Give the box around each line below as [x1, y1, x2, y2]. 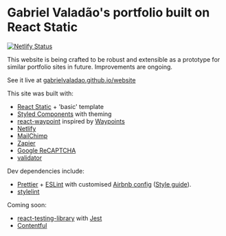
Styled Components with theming [16, 110, 112, 118]
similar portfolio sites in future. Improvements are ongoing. [7, 62, 173, 71]
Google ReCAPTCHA [16, 146, 76, 154]
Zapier [16, 139, 36, 147]
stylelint [16, 187, 40, 196]
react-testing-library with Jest [16, 214, 102, 222]
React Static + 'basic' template [16, 102, 104, 110]
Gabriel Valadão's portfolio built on [7, 5, 210, 21]
